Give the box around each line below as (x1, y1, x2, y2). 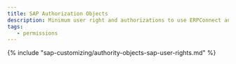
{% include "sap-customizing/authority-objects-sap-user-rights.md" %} (7, 49, 216, 57)
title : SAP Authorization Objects (7, 10, 109, 17)
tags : (7, 23, 23, 30)
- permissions (16, 29, 58, 37)
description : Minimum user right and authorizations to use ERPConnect (7, 17, 221, 24)
